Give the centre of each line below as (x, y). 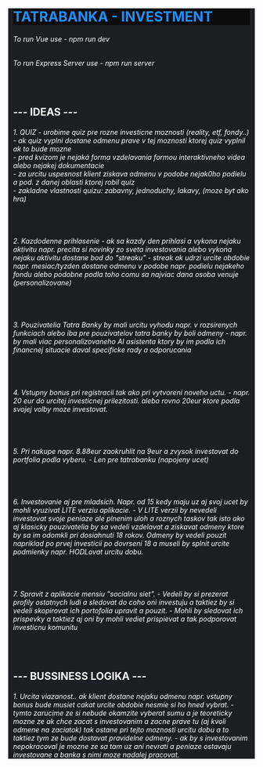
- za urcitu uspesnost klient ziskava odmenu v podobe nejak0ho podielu (130, 173)
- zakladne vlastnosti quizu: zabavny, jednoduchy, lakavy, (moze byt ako (131, 190)
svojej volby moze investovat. (60, 409)
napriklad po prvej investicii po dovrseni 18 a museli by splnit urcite (121, 543)
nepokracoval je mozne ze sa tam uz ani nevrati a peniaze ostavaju (122, 746)
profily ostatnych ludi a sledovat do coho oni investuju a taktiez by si (124, 602)
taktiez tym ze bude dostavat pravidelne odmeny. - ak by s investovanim (130, 738)
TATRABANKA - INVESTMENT (113, 17)
